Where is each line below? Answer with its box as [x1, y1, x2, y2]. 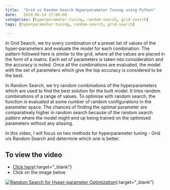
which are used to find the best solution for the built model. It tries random [5, 88, 161, 94]
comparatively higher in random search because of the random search [5, 110, 153, 116]
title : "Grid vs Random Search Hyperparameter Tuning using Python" [5, 7, 156, 13]
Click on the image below [12, 169, 66, 176]
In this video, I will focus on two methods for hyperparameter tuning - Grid [5, 130, 161, 137]
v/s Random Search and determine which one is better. [5, 135, 120, 142]
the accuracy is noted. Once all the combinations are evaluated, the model [5, 62, 161, 68]
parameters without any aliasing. [5, 120, 74, 126]
